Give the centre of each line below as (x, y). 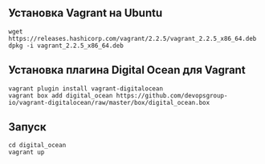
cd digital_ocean (37, 146)
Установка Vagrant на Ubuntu (86, 13)
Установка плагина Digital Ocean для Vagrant (127, 70)
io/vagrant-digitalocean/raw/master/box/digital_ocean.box (109, 102)
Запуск (27, 127)
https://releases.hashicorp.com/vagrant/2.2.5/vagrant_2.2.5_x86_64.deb (132, 38)
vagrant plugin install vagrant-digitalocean (86, 88)
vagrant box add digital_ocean (61, 95)
